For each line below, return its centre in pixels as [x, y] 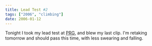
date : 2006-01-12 [23, 19]
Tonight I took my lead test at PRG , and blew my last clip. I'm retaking [76, 33]
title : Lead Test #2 [27, 10]
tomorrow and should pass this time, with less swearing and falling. [74, 38]
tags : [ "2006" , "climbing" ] [34, 14]
